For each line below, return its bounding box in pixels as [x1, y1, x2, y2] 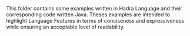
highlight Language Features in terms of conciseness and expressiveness [6, 17, 185, 24]
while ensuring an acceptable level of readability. [6, 23, 125, 30]
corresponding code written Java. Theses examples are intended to [6, 11, 171, 18]
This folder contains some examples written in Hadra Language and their [6, 5, 182, 12]
